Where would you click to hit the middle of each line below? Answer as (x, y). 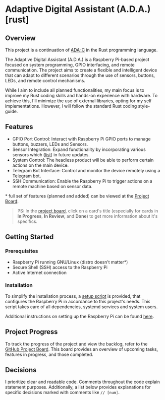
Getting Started (29, 237)
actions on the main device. (40, 165)
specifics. (27, 221)
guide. (12, 111)
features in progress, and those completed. (49, 354)
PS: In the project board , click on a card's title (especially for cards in (88, 211)
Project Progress (31, 332)
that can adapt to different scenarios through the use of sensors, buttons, (80, 75)
